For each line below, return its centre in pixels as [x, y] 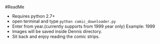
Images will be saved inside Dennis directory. [57, 31]
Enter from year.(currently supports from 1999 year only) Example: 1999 [84, 26]
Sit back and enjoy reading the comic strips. [56, 36]
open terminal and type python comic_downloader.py [64, 21]
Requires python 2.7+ [33, 16]
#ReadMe [15, 7]
